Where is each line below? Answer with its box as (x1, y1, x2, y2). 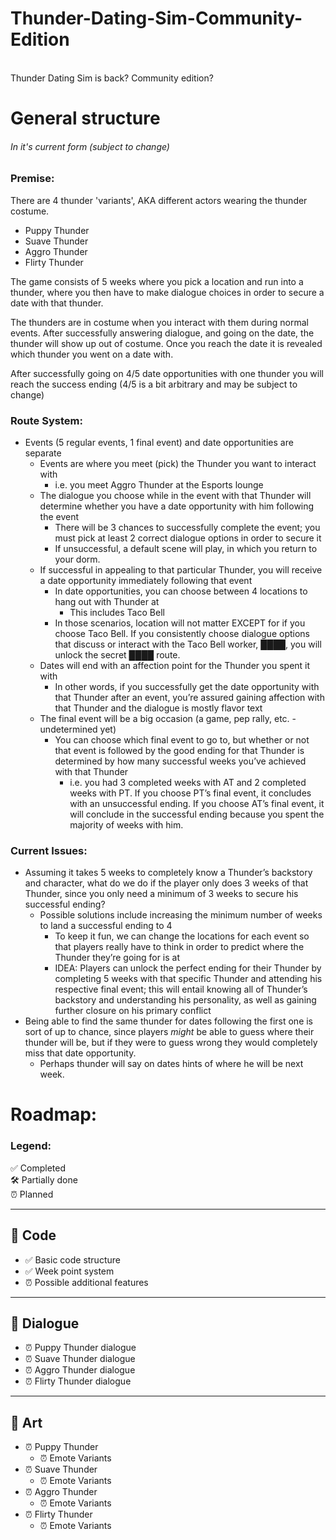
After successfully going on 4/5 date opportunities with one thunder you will (10, 367, 324, 379)
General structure (10, 107, 161, 130)
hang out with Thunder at (54, 596, 160, 607)
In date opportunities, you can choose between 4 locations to (54, 585, 308, 597)
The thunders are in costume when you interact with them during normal (10, 316, 309, 328)
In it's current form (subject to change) (10, 140, 170, 152)
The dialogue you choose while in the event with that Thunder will (39, 490, 312, 501)
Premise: (10, 172, 55, 186)
